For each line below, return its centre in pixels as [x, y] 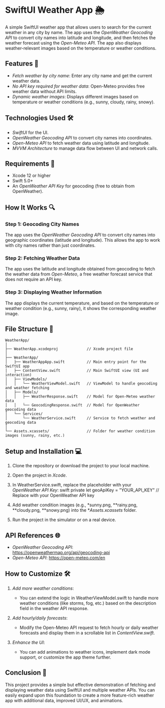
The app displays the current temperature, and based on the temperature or [82, 303]
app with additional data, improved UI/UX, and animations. [64, 700]
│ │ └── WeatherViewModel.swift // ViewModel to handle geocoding [81, 384]
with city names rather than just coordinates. [50, 245]
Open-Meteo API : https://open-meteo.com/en [59, 558]
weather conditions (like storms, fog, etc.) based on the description [88, 603]
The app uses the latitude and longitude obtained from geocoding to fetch [80, 269]
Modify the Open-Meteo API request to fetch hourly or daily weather [89, 627]
